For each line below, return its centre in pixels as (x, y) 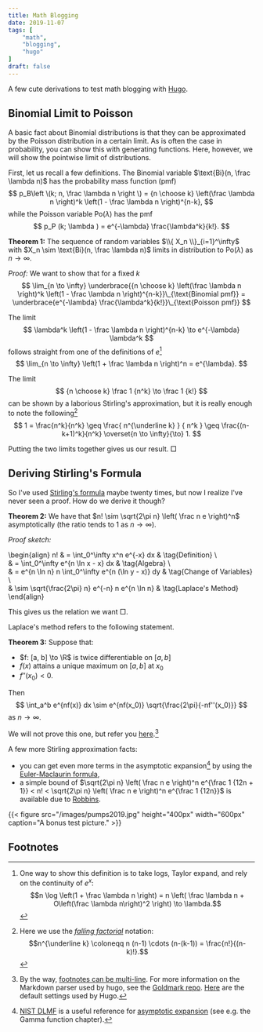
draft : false (29, 67)
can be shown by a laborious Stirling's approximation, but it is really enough (130, 403)
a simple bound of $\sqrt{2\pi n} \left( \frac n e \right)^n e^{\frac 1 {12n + (136, 782)
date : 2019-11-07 (36, 23)
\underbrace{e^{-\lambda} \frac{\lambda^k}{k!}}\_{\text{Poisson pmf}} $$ (131, 302)
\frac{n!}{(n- (226, 943)
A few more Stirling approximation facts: (73, 749)
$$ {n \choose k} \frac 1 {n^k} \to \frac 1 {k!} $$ (131, 391)
